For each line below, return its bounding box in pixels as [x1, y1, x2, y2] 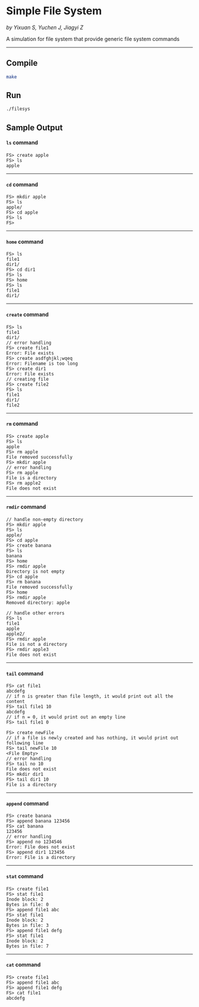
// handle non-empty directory [6, 516, 84, 522]
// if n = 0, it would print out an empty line [6, 714, 126, 720]
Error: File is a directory [6, 854, 76, 861]
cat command [6, 961, 41, 968]
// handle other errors [6, 610, 65, 616]
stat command [6, 872, 44, 880]
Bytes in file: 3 [6, 922, 49, 928]
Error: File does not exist [6, 844, 76, 850]
